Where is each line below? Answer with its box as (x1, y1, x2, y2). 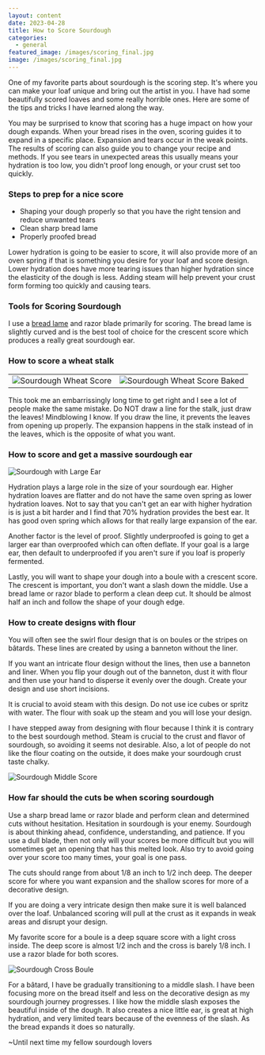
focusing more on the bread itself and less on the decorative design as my (8, 988, 251, 998)
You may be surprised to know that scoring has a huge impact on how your (8, 118, 253, 128)
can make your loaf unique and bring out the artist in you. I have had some (8, 86, 251, 95)
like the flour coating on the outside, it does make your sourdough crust (8, 749, 242, 758)
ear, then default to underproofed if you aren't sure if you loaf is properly (8, 548, 245, 558)
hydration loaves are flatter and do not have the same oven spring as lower (8, 491, 252, 501)
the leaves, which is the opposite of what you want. (8, 429, 176, 439)
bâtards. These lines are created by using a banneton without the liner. (8, 643, 239, 653)
